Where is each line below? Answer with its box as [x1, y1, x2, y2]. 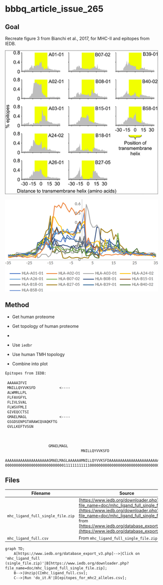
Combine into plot [12, 360, 48, 367]
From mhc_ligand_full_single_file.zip [78, 535, 158, 541]
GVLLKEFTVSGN [7, 424, 34, 429]
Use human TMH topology [12, 351, 65, 357]
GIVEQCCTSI [7, 409, 29, 414]
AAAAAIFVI [7, 380, 27, 385]
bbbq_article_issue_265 [5, 3, 104, 15]
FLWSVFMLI [7, 405, 27, 409]
